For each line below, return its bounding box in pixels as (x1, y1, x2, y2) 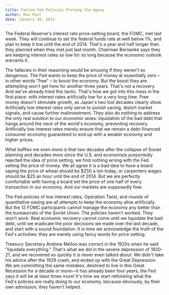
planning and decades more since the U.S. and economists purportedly (5, 152, 153, 158)
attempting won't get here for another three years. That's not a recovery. (5, 83, 156, 89)
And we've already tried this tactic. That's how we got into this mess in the (5, 89, 160, 95)
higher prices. (5, 137, 34, 143)
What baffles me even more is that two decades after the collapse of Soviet (5, 147, 161, 153)
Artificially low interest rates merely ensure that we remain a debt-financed (5, 126, 160, 132)
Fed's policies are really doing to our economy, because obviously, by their (5, 278, 160, 285)
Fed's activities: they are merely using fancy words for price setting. (5, 231, 146, 238)
